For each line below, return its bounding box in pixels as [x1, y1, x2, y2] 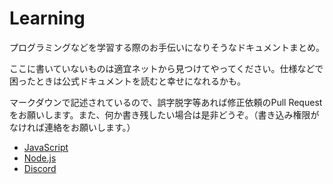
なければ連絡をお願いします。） [9, 121, 136, 133]
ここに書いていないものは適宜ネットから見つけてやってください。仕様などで [9, 62, 324, 74]
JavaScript [23, 141, 69, 153]
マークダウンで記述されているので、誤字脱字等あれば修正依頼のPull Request [9, 96, 323, 108]
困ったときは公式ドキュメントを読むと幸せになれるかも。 [9, 75, 246, 87]
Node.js [23, 152, 57, 164]
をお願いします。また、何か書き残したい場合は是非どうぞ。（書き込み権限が [9, 108, 320, 121]
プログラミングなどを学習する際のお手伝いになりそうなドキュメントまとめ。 [9, 41, 325, 53]
